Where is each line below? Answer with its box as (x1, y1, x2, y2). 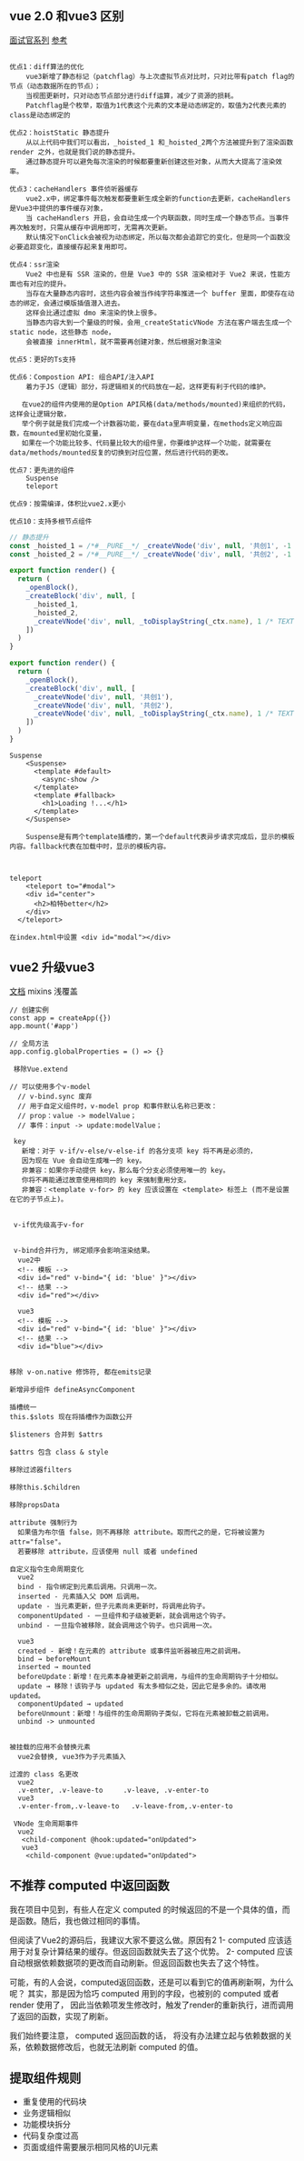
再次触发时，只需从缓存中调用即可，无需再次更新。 (9, 223, 172, 232)
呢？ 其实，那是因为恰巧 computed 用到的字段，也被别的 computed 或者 (9, 1987, 279, 1998)
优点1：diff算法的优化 (9, 62, 84, 71)
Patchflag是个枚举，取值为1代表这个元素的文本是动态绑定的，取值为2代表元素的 (25, 101, 287, 110)
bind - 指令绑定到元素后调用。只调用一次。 (17, 1582, 162, 1591)
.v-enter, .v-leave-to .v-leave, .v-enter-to (17, 1786, 209, 1795)
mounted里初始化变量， (29, 428, 106, 438)
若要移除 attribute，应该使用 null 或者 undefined (17, 1546, 198, 1556)
